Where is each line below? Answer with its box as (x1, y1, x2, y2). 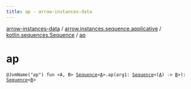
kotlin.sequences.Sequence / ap (6, 31, 86, 39)
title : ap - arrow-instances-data (6, 8, 93, 15)
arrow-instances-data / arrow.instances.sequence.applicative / (6, 25, 162, 32)
